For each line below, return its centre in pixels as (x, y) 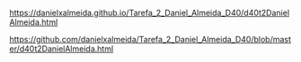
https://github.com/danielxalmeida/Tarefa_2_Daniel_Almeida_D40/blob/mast (150, 39)
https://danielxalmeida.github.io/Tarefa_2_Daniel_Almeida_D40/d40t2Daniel (150, 13)
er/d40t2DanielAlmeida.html (62, 49)
